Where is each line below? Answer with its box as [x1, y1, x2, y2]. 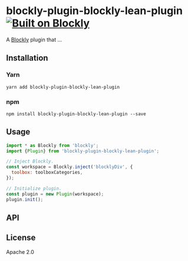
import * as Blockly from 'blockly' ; [6, 142, 99, 148]
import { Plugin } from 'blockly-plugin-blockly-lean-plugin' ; [6, 148, 160, 154]
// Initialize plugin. [6, 185, 62, 192]
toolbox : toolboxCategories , [11, 169, 83, 176]
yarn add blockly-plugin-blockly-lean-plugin [6, 84, 120, 90]
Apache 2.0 [6, 248, 34, 255]
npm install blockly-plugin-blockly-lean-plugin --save [6, 111, 146, 117]
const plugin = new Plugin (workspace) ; [6, 191, 104, 197]
